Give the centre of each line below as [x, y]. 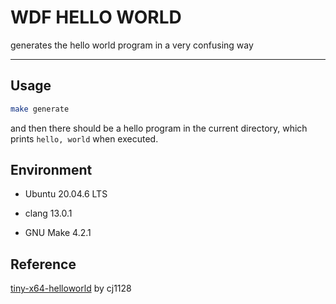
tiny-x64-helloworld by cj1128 [71, 288]
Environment [51, 170]
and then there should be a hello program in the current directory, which [159, 128]
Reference [43, 264]
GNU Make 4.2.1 [58, 233]
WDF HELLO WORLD [96, 17]
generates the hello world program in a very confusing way [132, 45]
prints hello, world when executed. [84, 138]
